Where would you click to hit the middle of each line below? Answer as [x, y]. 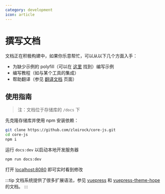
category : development [29, 10]
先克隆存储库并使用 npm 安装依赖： [42, 120]
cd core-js [17, 135]
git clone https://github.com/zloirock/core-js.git [60, 130]
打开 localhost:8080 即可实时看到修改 [44, 169]
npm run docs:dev [23, 159]
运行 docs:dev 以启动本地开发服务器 [42, 150]
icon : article [20, 15]
